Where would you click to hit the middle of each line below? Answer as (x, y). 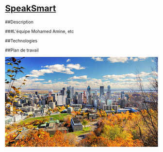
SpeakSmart (31, 8)
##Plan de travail (22, 50)
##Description (19, 22)
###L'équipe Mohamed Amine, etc (40, 31)
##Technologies (21, 41)
